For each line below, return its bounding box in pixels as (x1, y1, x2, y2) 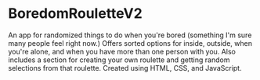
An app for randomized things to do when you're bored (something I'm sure (8, 30, 252, 40)
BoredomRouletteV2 (8, 5, 143, 23)
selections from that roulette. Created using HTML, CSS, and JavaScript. (8, 63, 242, 72)
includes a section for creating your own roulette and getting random (8, 55, 230, 64)
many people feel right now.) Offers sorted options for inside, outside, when (8, 38, 253, 47)
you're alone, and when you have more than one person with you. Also (8, 47, 237, 56)
